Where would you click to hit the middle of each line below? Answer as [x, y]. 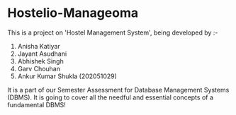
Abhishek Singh [40, 61]
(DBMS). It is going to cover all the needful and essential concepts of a [111, 97]
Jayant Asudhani [42, 54]
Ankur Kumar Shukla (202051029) [67, 76]
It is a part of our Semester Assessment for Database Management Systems [118, 90]
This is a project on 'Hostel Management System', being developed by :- [113, 32]
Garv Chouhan [39, 68]
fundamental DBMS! [36, 104]
